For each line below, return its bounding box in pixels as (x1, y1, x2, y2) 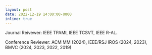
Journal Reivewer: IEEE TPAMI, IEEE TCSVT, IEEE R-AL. (5, 30, 118, 36)
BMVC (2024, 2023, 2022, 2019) (5, 45, 72, 51)
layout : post (5, 7, 32, 12)
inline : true (5, 16, 32, 21)
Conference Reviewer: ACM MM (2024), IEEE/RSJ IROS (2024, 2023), (5, 39, 148, 45)
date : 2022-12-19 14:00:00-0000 (5, 12, 72, 17)
